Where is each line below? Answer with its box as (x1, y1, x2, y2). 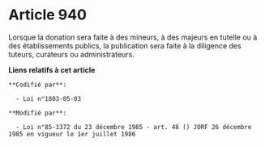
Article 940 (8, 6, 88, 24)
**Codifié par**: (8, 81, 67, 89)
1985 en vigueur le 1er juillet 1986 (8, 130, 136, 138)
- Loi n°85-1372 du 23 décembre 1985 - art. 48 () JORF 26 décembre (15, 123, 252, 131)
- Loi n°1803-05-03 (15, 94, 82, 102)
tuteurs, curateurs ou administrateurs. (8, 49, 135, 59)
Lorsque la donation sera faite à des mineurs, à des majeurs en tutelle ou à (8, 32, 258, 42)
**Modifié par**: (8, 109, 67, 117)
